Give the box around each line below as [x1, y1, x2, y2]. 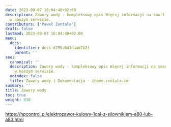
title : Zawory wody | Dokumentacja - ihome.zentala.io [10, 78, 129, 83]
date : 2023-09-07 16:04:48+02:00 [5, 7, 76, 13]
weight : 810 [5, 97, 31, 102]
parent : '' [14, 50, 38, 55]
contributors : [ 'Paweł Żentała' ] [5, 21, 76, 27]
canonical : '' [10, 59, 40, 65]
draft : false [5, 26, 33, 31]
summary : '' [5, 83, 31, 88]
